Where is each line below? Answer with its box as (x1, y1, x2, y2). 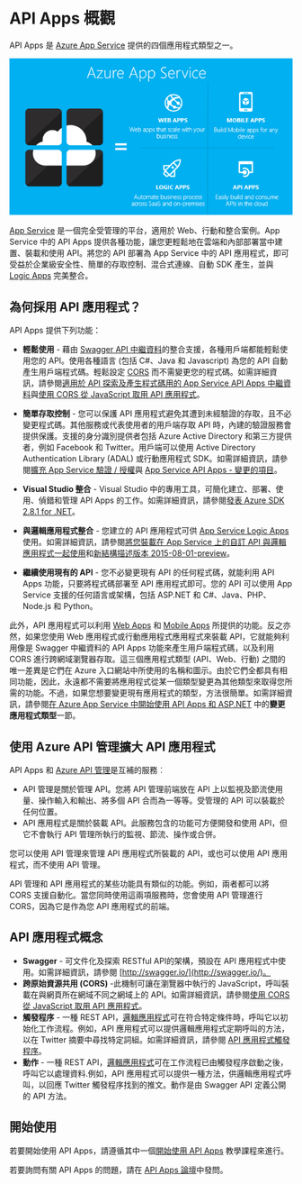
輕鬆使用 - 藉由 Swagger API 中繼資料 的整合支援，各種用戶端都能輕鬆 (22, 344, 280, 355)
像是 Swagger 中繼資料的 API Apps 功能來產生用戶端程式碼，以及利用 (16, 642, 275, 653)
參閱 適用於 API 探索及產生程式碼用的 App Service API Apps (46, 378, 266, 388)
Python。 (63, 601, 98, 612)
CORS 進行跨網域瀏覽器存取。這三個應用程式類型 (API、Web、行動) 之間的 (9, 654, 286, 665)
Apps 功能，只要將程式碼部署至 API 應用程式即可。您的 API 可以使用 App (22, 578, 293, 589)
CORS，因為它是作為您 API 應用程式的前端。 (9, 900, 175, 911)
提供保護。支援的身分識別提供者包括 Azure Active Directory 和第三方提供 (22, 431, 292, 442)
